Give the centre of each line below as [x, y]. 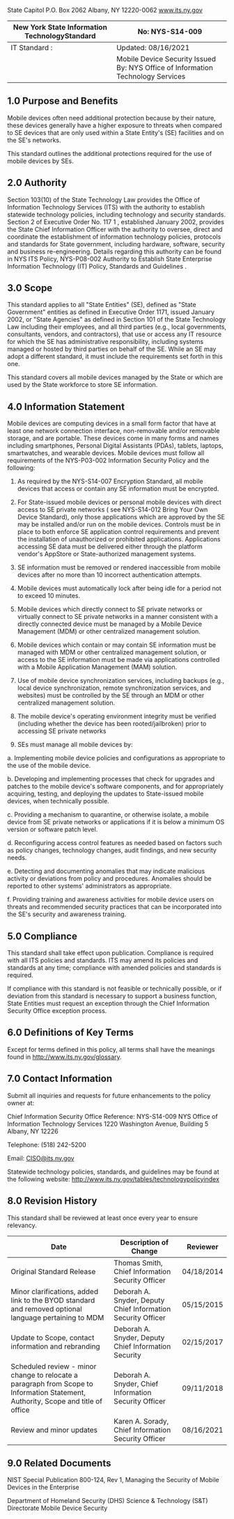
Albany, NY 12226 [33, 1131]
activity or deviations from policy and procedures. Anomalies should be [109, 879]
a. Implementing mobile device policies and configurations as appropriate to [116, 758]
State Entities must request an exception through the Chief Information [109, 1004]
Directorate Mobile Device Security [57, 1508]
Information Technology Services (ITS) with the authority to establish [106, 207]
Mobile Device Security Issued [166, 59]
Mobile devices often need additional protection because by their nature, [111, 118]
